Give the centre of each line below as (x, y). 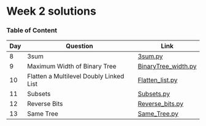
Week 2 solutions (51, 11)
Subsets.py (154, 94)
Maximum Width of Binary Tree (72, 67)
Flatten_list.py (158, 80)
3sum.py (150, 56)
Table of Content (32, 31)
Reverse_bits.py (161, 104)
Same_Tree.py (158, 114)
